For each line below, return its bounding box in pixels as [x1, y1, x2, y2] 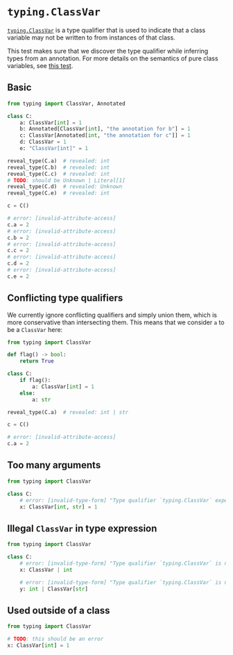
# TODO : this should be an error [7, 636, 104, 642]
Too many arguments [7, 459, 101, 471]
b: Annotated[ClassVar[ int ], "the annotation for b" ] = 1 [19, 126, 191, 133]
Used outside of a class [7, 604, 110, 616]
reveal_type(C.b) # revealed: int [7, 164, 110, 171]
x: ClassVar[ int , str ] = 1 [19, 503, 98, 511]
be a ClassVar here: [7, 325, 63, 333]
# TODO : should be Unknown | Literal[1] [7, 176, 126, 184]
